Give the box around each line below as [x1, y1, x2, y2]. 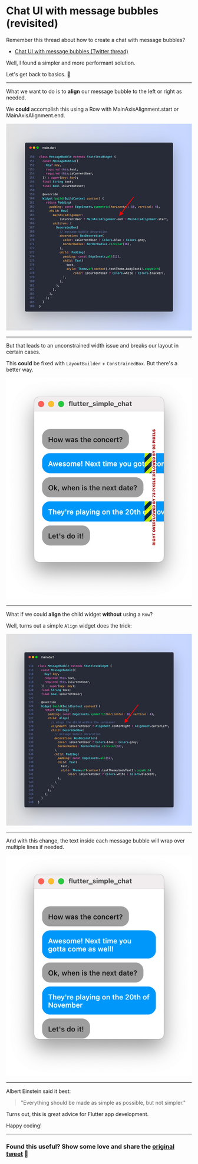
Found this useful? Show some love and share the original [6, 1143, 175, 1151]
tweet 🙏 [6, 1150, 29, 1158]
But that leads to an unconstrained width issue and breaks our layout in [6, 342, 179, 349]
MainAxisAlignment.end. [6, 111, 65, 119]
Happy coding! [6, 1122, 42, 1129]
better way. [6, 366, 34, 374]
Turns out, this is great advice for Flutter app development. [6, 1111, 149, 1118]
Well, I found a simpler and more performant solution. [6, 59, 136, 66]
